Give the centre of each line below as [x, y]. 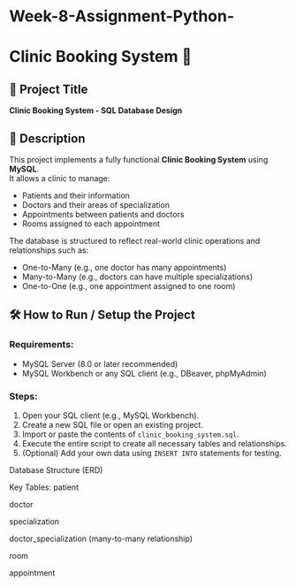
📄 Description [47, 138]
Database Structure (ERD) [56, 469]
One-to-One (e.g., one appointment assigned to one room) [129, 286]
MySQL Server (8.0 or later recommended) [100, 363]
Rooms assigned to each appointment [91, 224]
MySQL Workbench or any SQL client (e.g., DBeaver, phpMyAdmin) [144, 373]
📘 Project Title [49, 89]
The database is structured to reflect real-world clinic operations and [135, 241]
